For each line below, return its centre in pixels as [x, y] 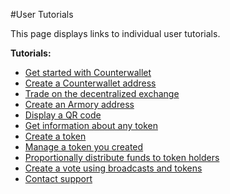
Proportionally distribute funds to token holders [122, 157]
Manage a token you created [84, 147]
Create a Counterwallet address [90, 83]
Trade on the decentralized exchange [102, 93]
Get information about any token [91, 125]
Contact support [58, 178]
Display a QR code [63, 115]
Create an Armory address [79, 104]
